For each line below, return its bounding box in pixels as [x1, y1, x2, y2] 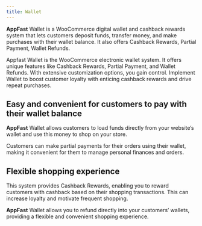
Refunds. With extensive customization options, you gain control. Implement [6, 69, 195, 76]
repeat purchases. [6, 82, 52, 89]
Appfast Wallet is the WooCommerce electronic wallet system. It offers [6, 56, 182, 63]
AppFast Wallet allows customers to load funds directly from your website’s [6, 124, 194, 132]
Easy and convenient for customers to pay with [6, 99, 187, 109]
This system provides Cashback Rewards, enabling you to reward [6, 182, 169, 189]
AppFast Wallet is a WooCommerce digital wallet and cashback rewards [6, 25, 186, 32]
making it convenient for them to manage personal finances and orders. [6, 148, 185, 156]
